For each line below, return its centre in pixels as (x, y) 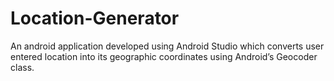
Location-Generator (95, 18)
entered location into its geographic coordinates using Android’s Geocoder (164, 56)
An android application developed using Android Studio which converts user (167, 46)
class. (22, 67)
